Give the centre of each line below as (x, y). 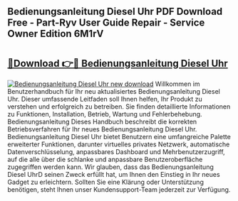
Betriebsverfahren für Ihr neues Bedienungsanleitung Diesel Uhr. (102, 129)
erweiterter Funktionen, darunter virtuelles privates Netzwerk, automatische (119, 144)
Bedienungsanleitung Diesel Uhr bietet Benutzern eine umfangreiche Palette (119, 137)
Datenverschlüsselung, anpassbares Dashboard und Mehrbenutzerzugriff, (117, 152)
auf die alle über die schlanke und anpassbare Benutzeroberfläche (105, 159)
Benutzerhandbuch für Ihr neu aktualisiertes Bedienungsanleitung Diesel (114, 91)
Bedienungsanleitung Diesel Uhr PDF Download (115, 12)
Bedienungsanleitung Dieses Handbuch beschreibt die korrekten (102, 121)
